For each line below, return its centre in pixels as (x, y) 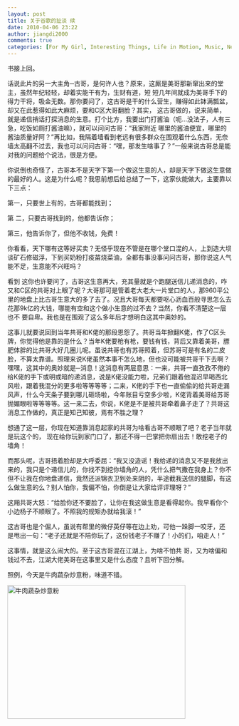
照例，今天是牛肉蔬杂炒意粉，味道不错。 (67, 574)
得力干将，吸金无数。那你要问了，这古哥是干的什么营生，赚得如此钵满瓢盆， (119, 101)
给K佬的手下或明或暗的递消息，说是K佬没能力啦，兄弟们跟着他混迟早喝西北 (117, 377)
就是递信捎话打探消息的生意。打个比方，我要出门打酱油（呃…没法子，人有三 (119, 119)
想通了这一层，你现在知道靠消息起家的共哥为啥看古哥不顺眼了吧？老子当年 (116, 428)
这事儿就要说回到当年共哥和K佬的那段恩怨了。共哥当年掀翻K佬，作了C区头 (117, 332)
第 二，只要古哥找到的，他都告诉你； (61, 218)
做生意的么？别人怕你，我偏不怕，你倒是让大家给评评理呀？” (102, 487)
